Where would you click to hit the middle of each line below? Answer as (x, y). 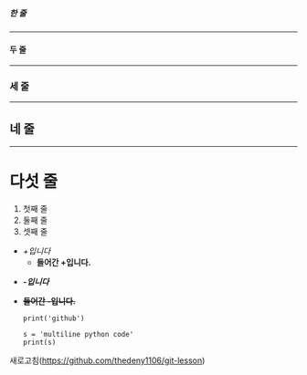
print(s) (39, 343)
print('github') (53, 318)
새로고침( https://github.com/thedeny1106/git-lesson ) (107, 360)
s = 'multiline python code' (78, 335)
